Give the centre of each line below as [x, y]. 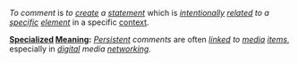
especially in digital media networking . [81, 49]
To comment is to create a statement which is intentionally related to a [140, 13]
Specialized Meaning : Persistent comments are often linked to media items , [149, 39]
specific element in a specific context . [79, 22]
